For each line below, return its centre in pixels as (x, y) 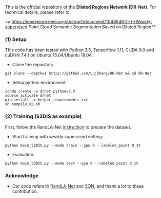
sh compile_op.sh (23, 104)
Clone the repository (33, 65)
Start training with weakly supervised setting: (58, 136)
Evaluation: (23, 154)
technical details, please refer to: (38, 12)
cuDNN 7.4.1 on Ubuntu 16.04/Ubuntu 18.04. (49, 55)
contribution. (25, 191)
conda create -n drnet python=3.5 (40, 91)
